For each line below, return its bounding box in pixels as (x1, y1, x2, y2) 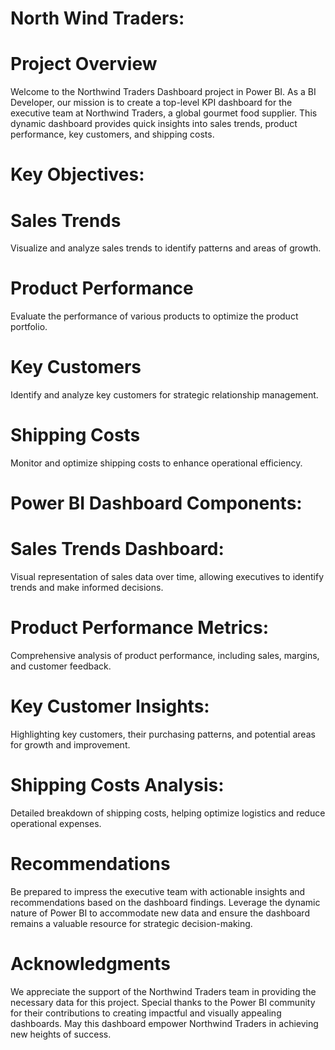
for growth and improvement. (10, 739, 131, 751)
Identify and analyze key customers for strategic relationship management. (10, 389, 319, 401)
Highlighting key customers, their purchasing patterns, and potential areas (10, 728, 316, 741)
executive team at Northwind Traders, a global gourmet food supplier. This (10, 107, 318, 119)
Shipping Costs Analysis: (10, 774, 225, 797)
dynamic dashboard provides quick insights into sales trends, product (10, 118, 298, 130)
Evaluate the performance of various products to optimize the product (10, 310, 299, 322)
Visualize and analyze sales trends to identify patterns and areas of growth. (10, 242, 322, 254)
